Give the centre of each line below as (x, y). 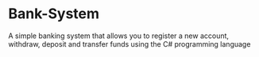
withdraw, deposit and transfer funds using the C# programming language (129, 44)
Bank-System (54, 14)
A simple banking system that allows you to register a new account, (118, 36)
